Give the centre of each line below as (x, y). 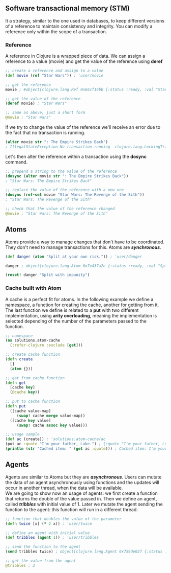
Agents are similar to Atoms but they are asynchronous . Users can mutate (83, 477)
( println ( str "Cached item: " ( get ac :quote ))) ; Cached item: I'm (81, 449)
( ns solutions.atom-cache (33, 340)
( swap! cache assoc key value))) (52, 425)
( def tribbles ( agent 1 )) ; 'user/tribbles (52, 538)
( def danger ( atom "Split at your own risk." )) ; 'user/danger (74, 257)
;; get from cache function (35, 378)
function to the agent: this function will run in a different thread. (72, 509)
